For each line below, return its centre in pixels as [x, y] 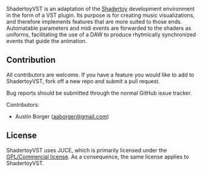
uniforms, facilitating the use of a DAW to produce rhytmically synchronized [101, 35]
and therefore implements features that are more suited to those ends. [94, 22]
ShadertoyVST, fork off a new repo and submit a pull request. [83, 81]
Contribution [31, 60]
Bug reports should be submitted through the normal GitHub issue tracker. [99, 93]
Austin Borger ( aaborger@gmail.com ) [62, 116]
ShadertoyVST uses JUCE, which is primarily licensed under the [87, 150]
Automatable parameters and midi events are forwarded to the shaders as [99, 28]
